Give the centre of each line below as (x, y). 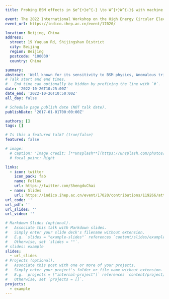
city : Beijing (24, 47)
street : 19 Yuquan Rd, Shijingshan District (57, 42)
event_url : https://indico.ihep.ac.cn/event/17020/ (60, 24)
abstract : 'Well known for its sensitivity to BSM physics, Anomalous (81, 75)
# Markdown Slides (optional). (38, 223)
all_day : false (21, 98)
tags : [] (14, 126)
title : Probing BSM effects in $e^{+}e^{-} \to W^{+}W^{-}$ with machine (84, 10)
